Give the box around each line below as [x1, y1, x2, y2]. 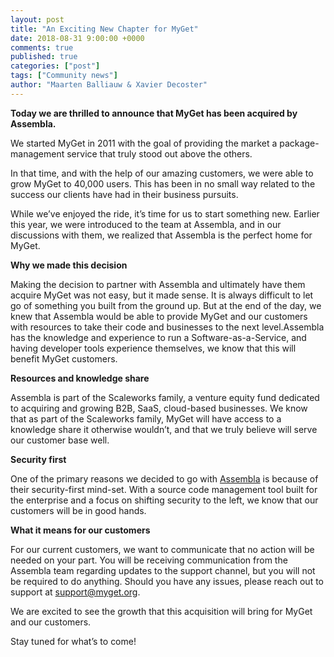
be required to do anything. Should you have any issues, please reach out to [10, 575, 325, 587]
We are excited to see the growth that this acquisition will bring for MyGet [10, 605, 313, 617]
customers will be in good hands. [10, 504, 147, 516]
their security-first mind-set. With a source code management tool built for [10, 483, 318, 495]
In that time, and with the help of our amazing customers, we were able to [10, 167, 314, 179]
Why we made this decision [10, 259, 128, 271]
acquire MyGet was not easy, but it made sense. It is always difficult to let [10, 289, 314, 301]
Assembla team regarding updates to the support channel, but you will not [10, 564, 316, 576]
